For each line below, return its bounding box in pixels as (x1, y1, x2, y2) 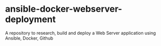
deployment (5, 14, 56, 25)
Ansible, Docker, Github (5, 35, 54, 41)
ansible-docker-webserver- (5, 3, 122, 15)
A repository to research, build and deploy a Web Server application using (5, 30, 156, 36)
